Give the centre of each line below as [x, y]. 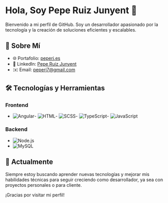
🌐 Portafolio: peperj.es [36, 58]
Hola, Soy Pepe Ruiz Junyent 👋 [71, 10]
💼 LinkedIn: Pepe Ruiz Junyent [45, 64]
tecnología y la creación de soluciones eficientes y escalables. [71, 30]
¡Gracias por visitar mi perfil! [35, 195]
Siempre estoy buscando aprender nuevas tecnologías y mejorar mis [77, 174]
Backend [17, 129]
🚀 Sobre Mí [23, 46]
